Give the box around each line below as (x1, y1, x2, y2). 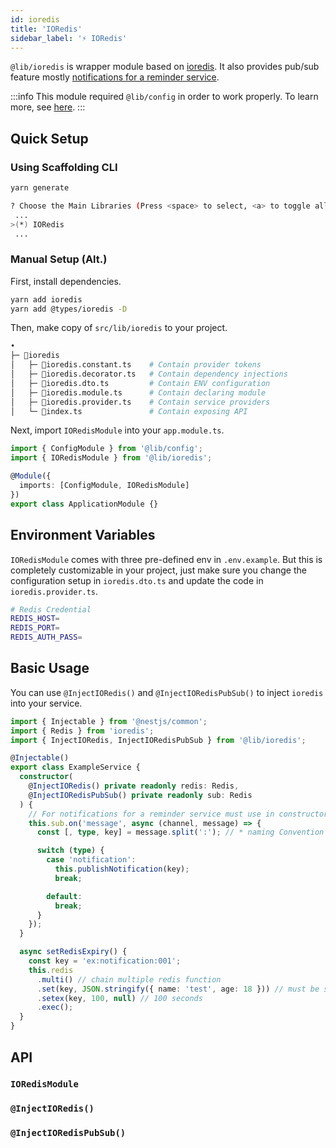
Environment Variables (10, 527, 156, 544)
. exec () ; (36, 1002, 74, 1013)
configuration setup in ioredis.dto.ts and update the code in (10, 574, 264, 586)
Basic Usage (10, 660, 90, 677)
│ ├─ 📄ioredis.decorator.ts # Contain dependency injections (10, 369, 288, 380)
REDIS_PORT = (10, 623, 60, 633)
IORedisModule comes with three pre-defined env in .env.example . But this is (10, 553, 323, 565)
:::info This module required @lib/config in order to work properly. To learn (10, 91, 319, 103)
